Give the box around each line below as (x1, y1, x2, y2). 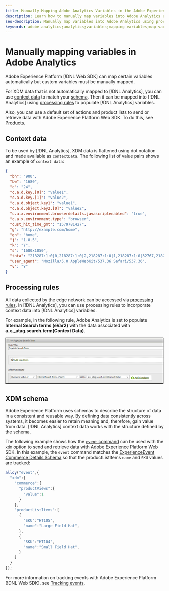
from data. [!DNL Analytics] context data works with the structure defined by (5, 424, 164, 430)
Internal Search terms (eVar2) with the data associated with (5, 322, 130, 329)
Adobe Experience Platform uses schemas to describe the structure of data (5, 408, 162, 414)
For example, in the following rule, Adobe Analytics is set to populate (5, 317, 147, 323)
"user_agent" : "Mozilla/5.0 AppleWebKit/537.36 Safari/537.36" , (10, 259, 147, 264)
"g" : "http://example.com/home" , (10, 227, 80, 232)
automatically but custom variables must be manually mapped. (5, 79, 135, 85)
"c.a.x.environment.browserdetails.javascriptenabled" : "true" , (10, 211, 147, 216)
